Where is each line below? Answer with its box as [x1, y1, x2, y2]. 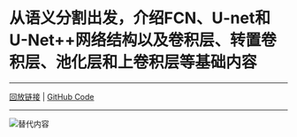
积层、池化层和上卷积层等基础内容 [9, 52, 258, 72]
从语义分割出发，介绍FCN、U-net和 [9, 8, 271, 28]
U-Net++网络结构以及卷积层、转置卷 [9, 30, 277, 50]
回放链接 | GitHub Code [9, 91, 95, 102]
